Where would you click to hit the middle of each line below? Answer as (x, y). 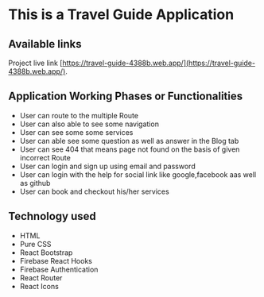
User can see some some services (76, 132)
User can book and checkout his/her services (94, 191)
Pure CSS (35, 244)
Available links (45, 44)
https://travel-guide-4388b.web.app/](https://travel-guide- (159, 63)
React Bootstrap (46, 253)
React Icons (39, 286)
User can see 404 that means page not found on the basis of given (130, 149)
